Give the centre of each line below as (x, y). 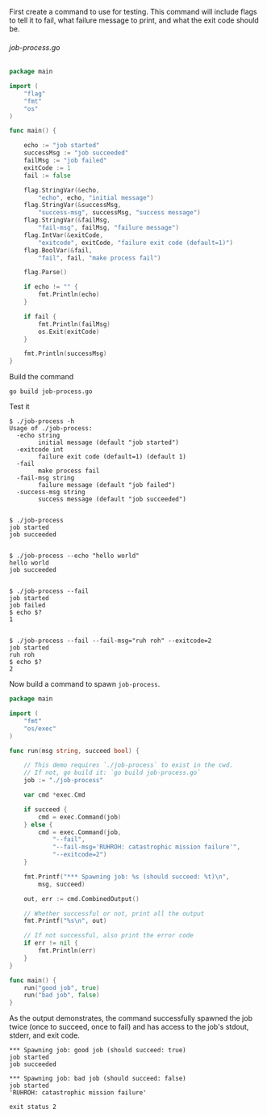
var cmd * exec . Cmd (54, 795)
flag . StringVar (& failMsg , (67, 220)
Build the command (42, 377)
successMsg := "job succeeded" (76, 153)
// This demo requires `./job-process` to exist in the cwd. (128, 765)
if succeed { (46, 809)
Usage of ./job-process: (51, 429)
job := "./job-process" (64, 781)
